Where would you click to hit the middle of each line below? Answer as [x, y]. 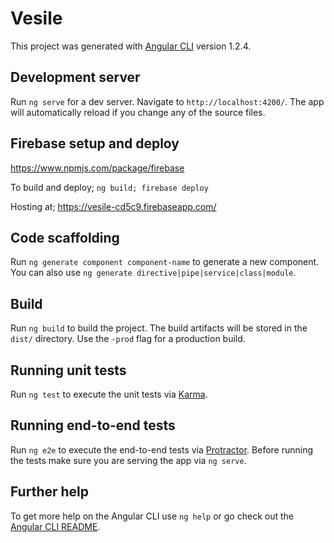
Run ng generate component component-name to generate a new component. [165, 262]
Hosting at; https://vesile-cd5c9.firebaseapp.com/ [113, 206]
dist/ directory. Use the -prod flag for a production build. [128, 339]
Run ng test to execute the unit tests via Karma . [109, 394]
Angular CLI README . [55, 526]
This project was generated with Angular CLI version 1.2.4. [131, 46]
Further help [50, 492]
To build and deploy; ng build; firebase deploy [109, 187]
